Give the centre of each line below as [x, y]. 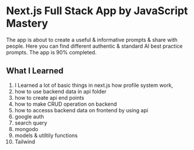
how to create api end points [49, 97]
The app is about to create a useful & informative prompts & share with [92, 40]
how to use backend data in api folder [60, 91]
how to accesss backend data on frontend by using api [81, 110]
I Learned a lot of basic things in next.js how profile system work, [94, 85]
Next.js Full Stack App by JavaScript [97, 11]
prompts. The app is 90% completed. [51, 52]
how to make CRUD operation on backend [66, 104]
